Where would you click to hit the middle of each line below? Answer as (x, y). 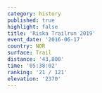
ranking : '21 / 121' (38, 72)
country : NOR (26, 46)
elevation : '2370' (34, 79)
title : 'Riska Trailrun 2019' (52, 33)
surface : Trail (30, 53)
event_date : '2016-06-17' (45, 40)
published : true (31, 20)
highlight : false (33, 27)
